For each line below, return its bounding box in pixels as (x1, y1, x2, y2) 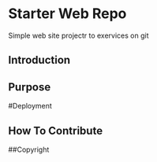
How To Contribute (8, 123, 103, 138)
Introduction (8, 53, 71, 67)
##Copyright (8, 145, 50, 154)
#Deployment (8, 101, 53, 111)
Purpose (8, 80, 51, 94)
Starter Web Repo (8, 5, 127, 23)
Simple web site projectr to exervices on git (8, 31, 149, 40)
